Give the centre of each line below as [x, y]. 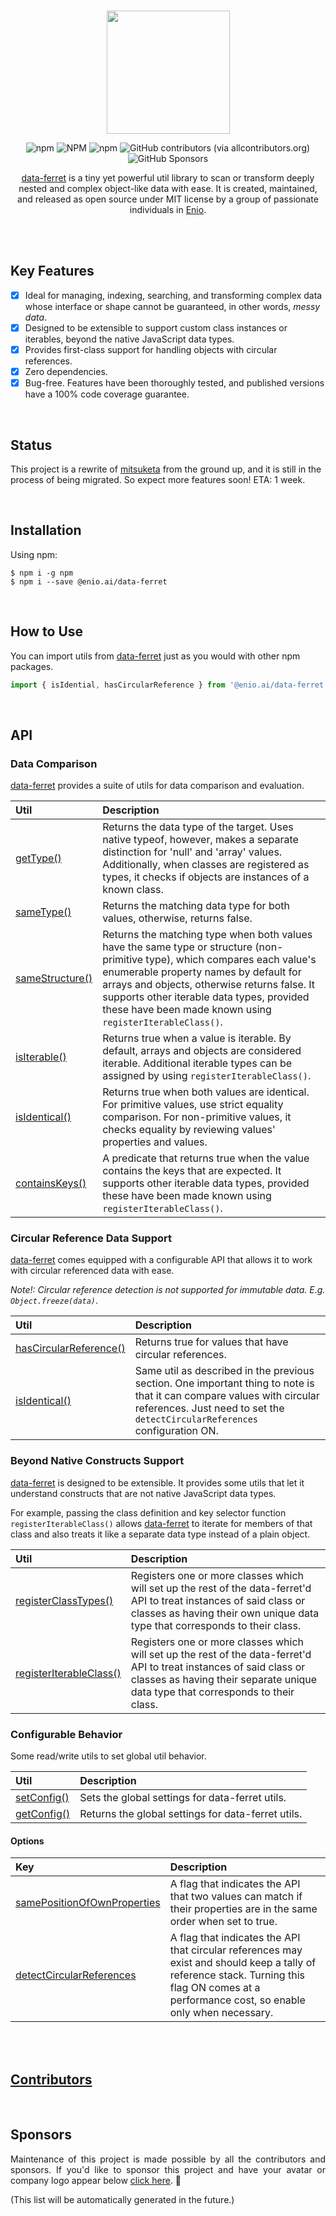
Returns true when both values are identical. [206, 1092]
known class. [133, 890]
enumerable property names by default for [202, 972]
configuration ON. [176, 1431]
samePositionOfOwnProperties [88, 1903]
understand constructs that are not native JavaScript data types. [143, 1493]
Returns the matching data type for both [196, 906]
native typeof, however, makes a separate [200, 840]
